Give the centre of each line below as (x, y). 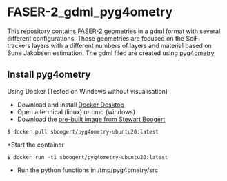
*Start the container (36, 145)
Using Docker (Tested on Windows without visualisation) (87, 91)
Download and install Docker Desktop (70, 105)
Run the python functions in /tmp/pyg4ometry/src (88, 170)
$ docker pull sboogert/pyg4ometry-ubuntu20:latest (83, 131)
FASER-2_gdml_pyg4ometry (90, 12)
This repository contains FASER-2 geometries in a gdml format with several (114, 31)
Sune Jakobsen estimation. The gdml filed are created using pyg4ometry (111, 53)
